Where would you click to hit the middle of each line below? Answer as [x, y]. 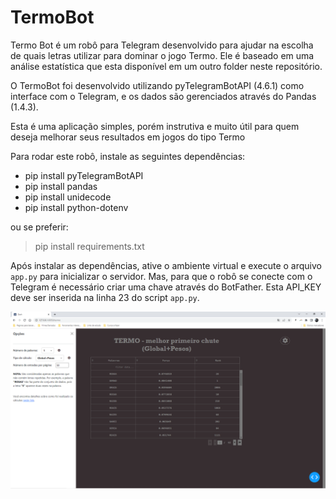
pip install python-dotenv [76, 207]
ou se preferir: [39, 227]
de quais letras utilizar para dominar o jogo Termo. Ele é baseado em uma [162, 55]
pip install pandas [61, 186]
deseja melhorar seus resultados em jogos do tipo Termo [128, 137]
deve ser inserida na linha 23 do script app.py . [105, 297]
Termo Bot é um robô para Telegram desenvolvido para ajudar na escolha [162, 45]
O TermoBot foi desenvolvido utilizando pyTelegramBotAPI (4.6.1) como [157, 85]
